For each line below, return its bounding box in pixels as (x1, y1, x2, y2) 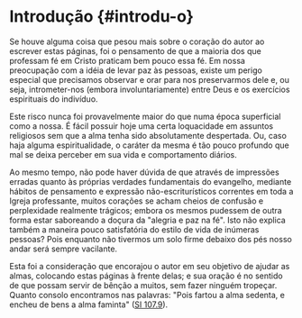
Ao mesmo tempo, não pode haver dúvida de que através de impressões (9, 167, 279, 177)
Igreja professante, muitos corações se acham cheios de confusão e (9, 195, 264, 206)
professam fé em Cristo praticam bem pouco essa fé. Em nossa (9, 55, 246, 66)
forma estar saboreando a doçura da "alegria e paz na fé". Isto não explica (9, 214, 286, 225)
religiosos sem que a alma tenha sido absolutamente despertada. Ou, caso (9, 130, 287, 141)
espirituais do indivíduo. (9, 93, 98, 104)
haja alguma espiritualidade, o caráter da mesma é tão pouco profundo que (9, 140, 290, 150)
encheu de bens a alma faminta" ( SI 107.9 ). (9, 299, 169, 310)
